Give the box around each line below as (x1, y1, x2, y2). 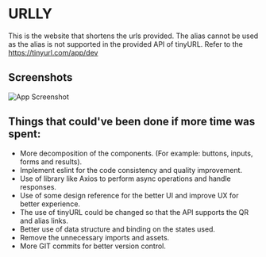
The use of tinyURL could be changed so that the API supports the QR (19, 207, 249, 217)
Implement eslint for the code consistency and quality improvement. (19, 165, 243, 175)
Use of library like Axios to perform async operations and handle (19, 174, 232, 183)
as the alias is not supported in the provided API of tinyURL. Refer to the (8, 39, 244, 48)
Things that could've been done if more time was (8, 115, 256, 128)
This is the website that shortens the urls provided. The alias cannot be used (8, 31, 259, 40)
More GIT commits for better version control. (19, 241, 167, 251)
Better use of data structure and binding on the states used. (19, 224, 216, 234)
